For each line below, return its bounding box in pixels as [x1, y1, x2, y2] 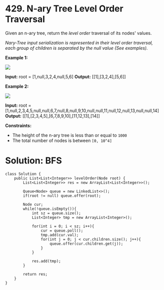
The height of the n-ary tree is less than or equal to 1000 [12, 132, 127, 138]
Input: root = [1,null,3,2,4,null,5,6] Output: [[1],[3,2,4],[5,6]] [5, 73, 126, 80]
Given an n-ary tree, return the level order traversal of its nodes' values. [5, 30, 152, 36]
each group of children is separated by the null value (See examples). [5, 45, 148, 51]
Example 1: [5, 54, 28, 60]
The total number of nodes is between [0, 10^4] [12, 138, 112, 144]
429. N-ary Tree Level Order [5, 3, 124, 14]
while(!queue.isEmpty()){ [23, 206, 77, 211]
